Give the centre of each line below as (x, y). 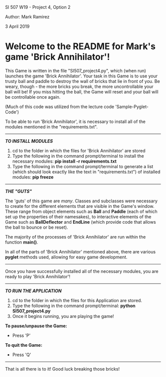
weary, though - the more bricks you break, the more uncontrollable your (79, 86)
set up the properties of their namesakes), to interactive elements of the (78, 217)
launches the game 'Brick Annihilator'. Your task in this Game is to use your (82, 76)
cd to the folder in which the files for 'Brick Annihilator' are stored (79, 150)
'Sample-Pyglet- (132, 107)
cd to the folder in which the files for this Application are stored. (77, 300)
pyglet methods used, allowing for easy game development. (66, 257)
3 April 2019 (17, 26)
